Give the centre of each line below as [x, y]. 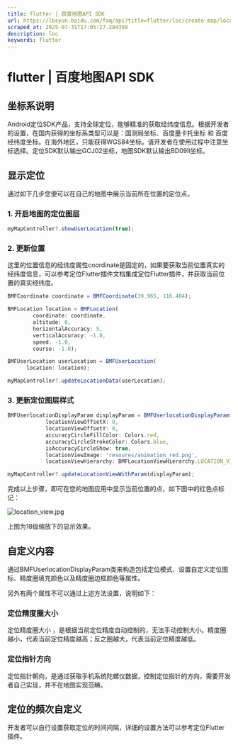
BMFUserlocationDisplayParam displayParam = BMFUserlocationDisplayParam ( [120, 415]
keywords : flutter [34, 40]
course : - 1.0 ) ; [55, 349]
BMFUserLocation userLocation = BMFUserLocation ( [82, 361]
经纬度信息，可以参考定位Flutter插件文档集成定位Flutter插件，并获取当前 [113, 274]
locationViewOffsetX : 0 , [82, 422]
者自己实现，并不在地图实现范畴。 [57, 685]
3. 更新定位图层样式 [41, 400]
